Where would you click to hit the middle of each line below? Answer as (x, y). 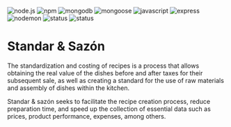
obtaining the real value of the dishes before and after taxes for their (105, 73)
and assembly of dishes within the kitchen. (69, 88)
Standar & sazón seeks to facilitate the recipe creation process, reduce (109, 101)
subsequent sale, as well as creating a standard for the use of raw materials (116, 80)
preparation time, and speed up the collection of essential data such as (109, 109)
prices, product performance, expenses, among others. (87, 116)
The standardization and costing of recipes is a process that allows (103, 66)
